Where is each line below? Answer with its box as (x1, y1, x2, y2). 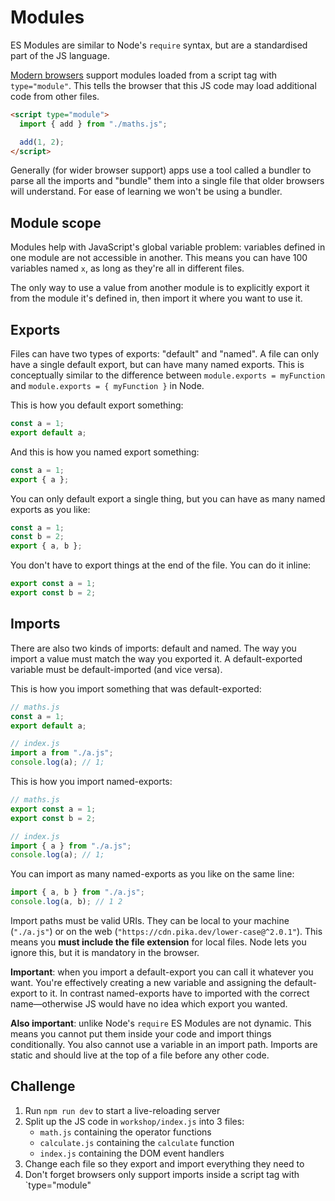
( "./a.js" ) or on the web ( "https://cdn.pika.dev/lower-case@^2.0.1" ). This (10, 926, 323, 937)
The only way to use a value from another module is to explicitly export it (10, 282, 310, 294)
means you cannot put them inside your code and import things (10, 1028, 272, 1040)
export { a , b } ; (10, 541, 83, 551)
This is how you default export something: (10, 399, 184, 411)
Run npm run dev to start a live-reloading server (24, 1104, 221, 1116)
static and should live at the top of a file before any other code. (10, 1049, 270, 1061)
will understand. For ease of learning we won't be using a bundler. (10, 186, 283, 198)
